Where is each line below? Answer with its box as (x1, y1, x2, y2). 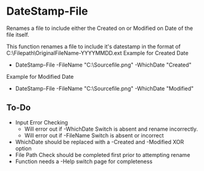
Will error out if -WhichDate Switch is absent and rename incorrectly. (24, 125, 198, 133)
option (15, 145, 32, 152)
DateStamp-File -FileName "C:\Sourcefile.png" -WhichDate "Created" (15, 61, 192, 68)
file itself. (6, 31, 29, 38)
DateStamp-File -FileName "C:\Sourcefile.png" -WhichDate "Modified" (15, 84, 194, 92)
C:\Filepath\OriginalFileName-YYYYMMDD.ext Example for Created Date (6, 49, 189, 56)
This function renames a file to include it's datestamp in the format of (6, 43, 181, 50)
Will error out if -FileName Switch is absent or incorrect (24, 131, 164, 139)
